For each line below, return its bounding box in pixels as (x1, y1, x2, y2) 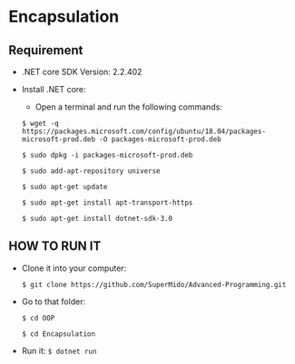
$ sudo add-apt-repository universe (21, 167, 161, 176)
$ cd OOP (21, 313, 55, 322)
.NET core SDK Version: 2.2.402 (21, 66, 143, 77)
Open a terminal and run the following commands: (34, 101, 223, 112)
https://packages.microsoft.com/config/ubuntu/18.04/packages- (21, 127, 267, 136)
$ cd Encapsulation (21, 329, 96, 339)
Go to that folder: (21, 296, 86, 307)
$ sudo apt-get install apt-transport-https (21, 198, 193, 207)
